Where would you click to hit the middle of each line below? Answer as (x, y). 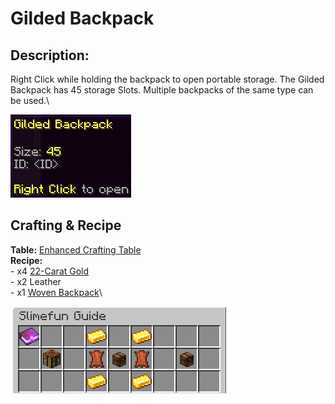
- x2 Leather (36, 281)
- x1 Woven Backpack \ (56, 292)
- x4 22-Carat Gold (50, 271)
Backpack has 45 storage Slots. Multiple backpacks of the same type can (162, 90)
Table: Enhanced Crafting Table (76, 249)
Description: (50, 55)
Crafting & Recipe (66, 225)
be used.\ (30, 100)
